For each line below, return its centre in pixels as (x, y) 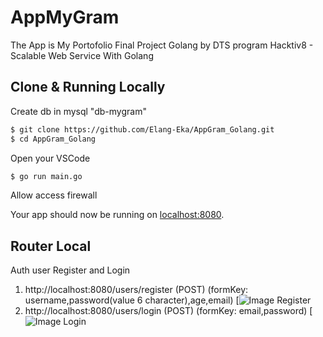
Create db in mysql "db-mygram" (78, 111)
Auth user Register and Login (70, 270)
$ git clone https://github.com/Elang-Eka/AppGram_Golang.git (142, 129)
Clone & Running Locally (88, 87)
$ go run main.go (46, 176)
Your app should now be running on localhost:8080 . (117, 215)
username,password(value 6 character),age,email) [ (132, 300)
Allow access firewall (54, 195)
